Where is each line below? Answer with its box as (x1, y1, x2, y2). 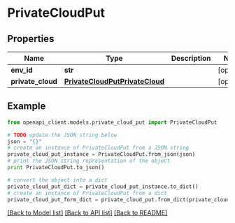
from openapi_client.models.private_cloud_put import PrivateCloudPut (7, 119, 218, 126)
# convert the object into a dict (7, 176, 108, 183)
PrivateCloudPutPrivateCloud (64, 77, 164, 86)
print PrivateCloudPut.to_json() (7, 164, 105, 171)
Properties (7, 33, 55, 45)
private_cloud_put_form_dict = (7, 196, 99, 203)
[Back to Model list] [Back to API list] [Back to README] (7, 208, 168, 217)
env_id (10, 65, 33, 75)
